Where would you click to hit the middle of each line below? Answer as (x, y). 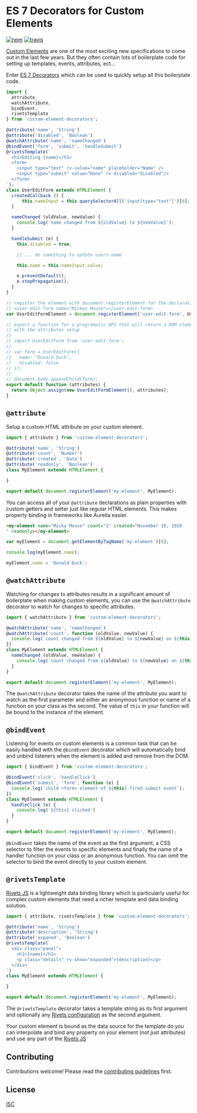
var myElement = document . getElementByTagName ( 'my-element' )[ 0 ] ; (87, 542)
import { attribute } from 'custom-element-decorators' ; (77, 437)
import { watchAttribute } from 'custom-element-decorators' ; (84, 617)
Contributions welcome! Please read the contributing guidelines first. (89, 1071)
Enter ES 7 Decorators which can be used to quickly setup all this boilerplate (98, 75)
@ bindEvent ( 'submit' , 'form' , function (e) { (62, 783)
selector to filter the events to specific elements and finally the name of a (94, 849)
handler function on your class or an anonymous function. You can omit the (97, 855)
